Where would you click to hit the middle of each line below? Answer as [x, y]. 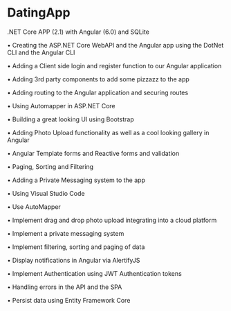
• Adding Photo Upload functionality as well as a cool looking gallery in [108, 132]
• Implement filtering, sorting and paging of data [76, 247]
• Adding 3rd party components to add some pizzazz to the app [99, 79]
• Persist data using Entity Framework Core [69, 300]
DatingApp [39, 13]
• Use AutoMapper [34, 207]
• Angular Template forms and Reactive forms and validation [93, 153]
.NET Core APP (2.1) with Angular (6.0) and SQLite [78, 32]
